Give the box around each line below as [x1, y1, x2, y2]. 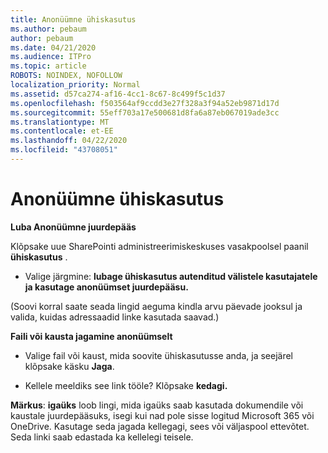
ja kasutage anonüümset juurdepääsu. [24, 281, 189, 293]
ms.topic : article [10, 61, 87, 71]
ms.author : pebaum [10, 24, 87, 34]
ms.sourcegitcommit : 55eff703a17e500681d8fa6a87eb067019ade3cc [10, 107, 280, 118]
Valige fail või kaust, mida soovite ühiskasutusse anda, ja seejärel [24, 349, 293, 361]
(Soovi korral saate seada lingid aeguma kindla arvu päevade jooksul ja [10, 300, 303, 312]
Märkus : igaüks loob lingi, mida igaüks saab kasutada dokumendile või [10, 399, 304, 411]
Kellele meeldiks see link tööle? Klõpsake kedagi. [24, 379, 228, 391]
